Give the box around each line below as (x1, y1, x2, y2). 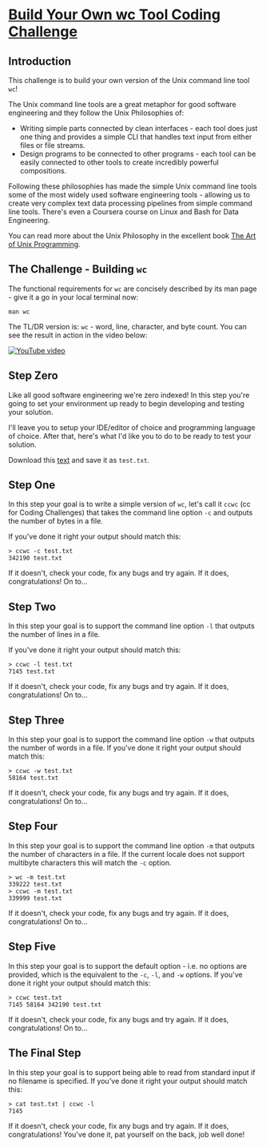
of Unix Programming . (8, 240, 81, 249)
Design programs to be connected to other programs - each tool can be (19, 149, 256, 158)
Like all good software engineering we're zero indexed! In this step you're (8, 390, 250, 400)
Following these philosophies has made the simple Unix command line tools (8, 181, 257, 191)
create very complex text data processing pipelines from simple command (8, 198, 253, 208)
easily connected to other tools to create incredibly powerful (19, 157, 220, 167)
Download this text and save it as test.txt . (8, 455, 150, 464)
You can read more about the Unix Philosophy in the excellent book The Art (8, 231, 256, 241)
